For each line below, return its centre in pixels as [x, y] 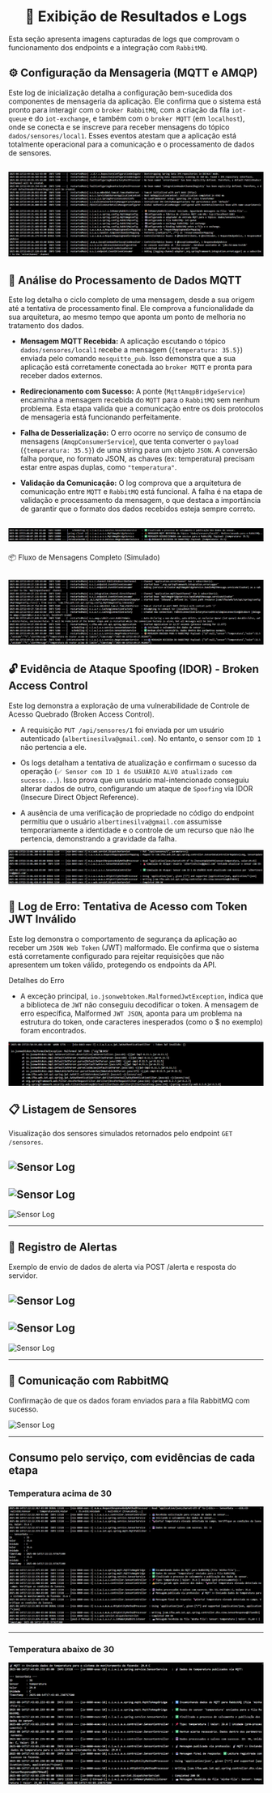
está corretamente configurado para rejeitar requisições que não [117, 956]
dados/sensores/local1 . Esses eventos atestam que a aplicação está [122, 135]
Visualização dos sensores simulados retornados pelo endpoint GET [121, 1133]
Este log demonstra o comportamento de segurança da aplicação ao [123, 939]
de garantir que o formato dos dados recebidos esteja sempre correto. [138, 509]
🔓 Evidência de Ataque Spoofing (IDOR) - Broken [134, 669]
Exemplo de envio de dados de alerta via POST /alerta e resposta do [122, 1267]
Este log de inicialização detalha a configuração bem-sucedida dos [121, 92]
